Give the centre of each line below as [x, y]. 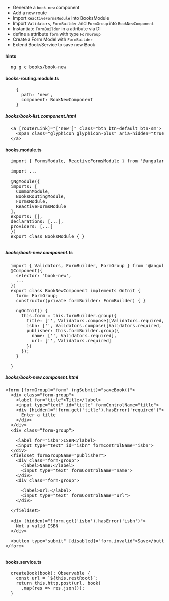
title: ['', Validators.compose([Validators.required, [95, 321]
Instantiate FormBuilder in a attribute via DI [56, 29]
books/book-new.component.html [42, 377]
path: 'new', [37, 95]
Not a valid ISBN [37, 526]
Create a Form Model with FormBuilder [52, 39]
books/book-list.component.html [41, 116]
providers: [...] [32, 226]
